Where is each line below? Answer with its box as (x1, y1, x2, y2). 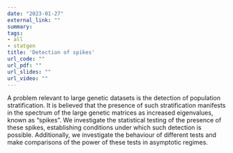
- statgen (7, 42, 36, 49)
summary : (7, 23, 33, 30)
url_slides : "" (7, 68, 52, 75)
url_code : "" (7, 56, 45, 63)
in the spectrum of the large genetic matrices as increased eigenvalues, (7, 108, 213, 117)
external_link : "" (7, 17, 61, 24)
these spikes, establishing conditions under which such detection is (7, 123, 202, 132)
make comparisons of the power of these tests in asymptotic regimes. (7, 138, 208, 147)
